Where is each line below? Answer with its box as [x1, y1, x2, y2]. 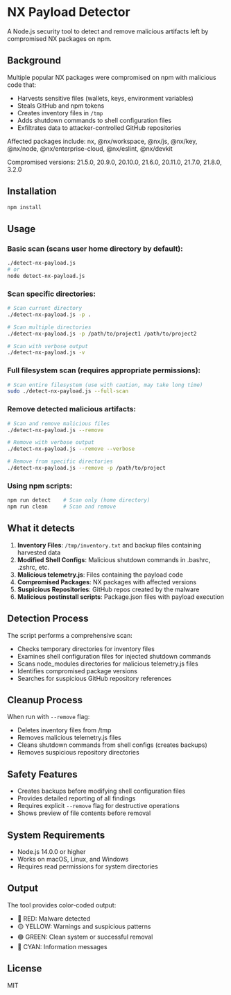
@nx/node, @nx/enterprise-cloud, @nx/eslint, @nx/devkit [7, 144, 173, 153]
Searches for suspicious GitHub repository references [17, 674, 172, 682]
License [7, 963, 42, 975]
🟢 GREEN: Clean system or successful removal [17, 932, 153, 941]
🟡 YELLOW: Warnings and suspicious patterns [17, 922, 151, 930]
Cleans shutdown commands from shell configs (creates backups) [17, 741, 208, 749]
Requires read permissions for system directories [17, 862, 158, 871]
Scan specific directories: [7, 289, 96, 299]
